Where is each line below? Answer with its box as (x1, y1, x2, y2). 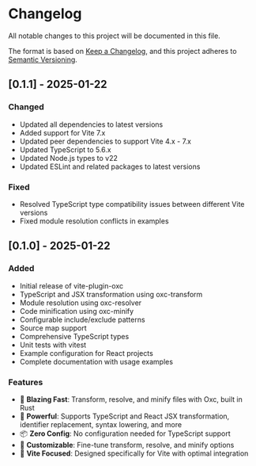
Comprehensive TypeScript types (19, 331, 130, 341)
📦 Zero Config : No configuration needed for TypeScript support (19, 429, 231, 438)
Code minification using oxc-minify (19, 306, 134, 315)
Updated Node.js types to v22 (19, 153, 119, 162)
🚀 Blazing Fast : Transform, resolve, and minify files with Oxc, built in (19, 394, 243, 404)
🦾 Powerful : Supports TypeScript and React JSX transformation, (19, 411, 230, 421)
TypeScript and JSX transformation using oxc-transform (19, 289, 203, 299)
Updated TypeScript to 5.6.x (19, 144, 112, 155)
